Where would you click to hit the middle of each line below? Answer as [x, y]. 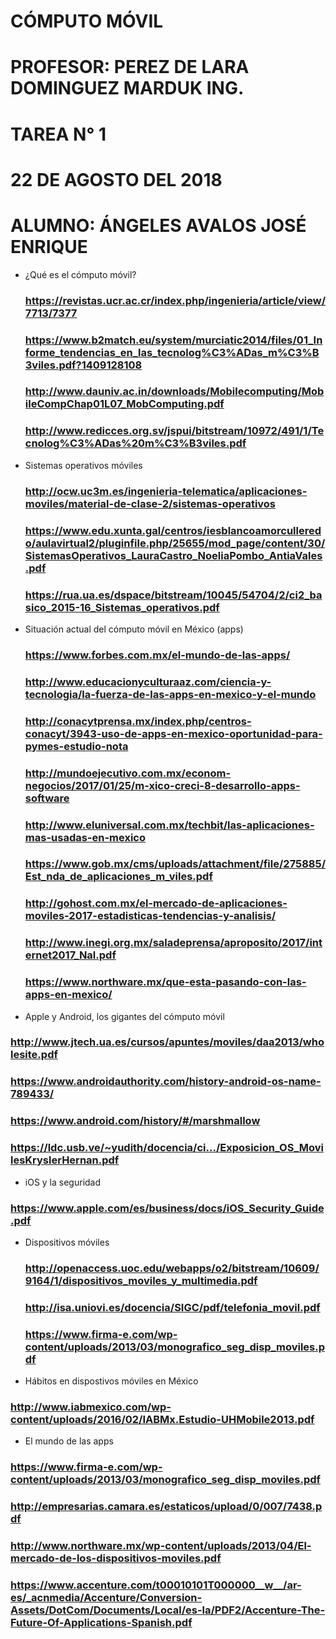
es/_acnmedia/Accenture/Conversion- [106, 1598]
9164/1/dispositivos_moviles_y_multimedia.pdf [141, 1280]
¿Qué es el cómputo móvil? [80, 274]
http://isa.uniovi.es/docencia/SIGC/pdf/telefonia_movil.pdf [172, 1307]
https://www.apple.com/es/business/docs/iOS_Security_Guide [167, 1208]
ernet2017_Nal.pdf [70, 955]
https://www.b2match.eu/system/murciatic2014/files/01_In [173, 340]
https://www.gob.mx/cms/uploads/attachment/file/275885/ [175, 864]
